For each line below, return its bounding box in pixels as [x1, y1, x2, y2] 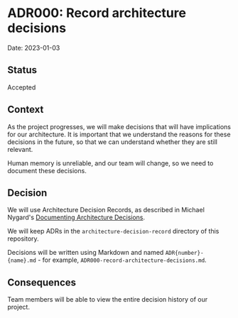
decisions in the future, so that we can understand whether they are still [7, 137, 218, 146]
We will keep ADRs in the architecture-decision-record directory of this [7, 227, 220, 236]
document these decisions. [7, 166, 87, 175]
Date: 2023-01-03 [7, 43, 60, 52]
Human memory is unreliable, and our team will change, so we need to [7, 158, 214, 168]
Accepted [7, 83, 36, 92]
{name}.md [7, 257, 37, 264]
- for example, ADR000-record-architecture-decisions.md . [38, 256, 207, 264]
